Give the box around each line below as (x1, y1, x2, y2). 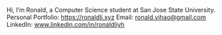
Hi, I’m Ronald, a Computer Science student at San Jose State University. (6, 6, 216, 14)
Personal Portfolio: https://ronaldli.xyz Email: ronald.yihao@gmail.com (6, 13, 207, 21)
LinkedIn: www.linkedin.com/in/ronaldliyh (6, 21, 125, 28)
